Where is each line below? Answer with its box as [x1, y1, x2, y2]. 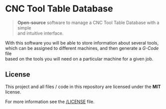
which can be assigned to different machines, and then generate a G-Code [5, 45, 159, 51]
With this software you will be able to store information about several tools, [5, 39, 159, 45]
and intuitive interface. [17, 30, 64, 36]
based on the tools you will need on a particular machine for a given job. [5, 55, 154, 61]
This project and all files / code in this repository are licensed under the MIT [5, 83, 161, 89]
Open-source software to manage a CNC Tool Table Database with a [17, 19, 160, 25]
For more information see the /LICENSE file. [5, 98, 95, 104]
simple [17, 24, 31, 30]
